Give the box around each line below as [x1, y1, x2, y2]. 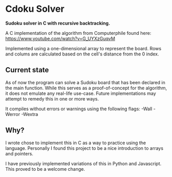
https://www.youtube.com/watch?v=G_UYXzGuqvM [5, 35, 116, 42]
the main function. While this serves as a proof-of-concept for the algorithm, [5, 85, 167, 91]
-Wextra [21, 111, 39, 117]
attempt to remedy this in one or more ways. [5, 95, 99, 102]
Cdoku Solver [5, 3, 65, 15]
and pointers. [5, 150, 33, 156]
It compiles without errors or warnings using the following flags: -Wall [5, 106, 152, 112]
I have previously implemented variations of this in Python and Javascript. [5, 160, 162, 167]
